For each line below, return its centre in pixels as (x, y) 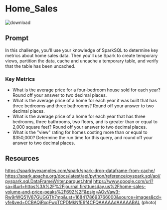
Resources (22, 158)
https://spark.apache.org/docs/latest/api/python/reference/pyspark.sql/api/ (83, 176)
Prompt (17, 38)
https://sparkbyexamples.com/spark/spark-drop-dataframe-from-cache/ (80, 171)
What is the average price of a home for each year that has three (79, 116)
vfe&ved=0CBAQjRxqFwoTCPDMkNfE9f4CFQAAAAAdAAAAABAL (73, 202)
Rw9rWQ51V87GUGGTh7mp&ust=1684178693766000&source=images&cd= (83, 197)
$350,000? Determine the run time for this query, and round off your (83, 138)
